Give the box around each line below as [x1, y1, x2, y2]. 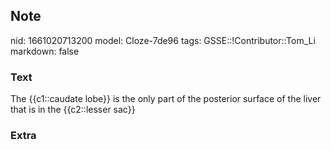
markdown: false [10, 45, 80, 57]
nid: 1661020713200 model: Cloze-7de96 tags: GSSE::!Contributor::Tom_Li [10, 34, 316, 46]
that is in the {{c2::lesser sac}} [10, 104, 136, 116]
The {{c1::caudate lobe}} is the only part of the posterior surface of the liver [10, 93, 322, 105]
